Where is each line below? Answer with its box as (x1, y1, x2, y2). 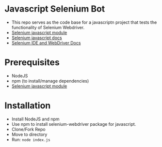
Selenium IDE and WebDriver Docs (11, 40, 81, 45)
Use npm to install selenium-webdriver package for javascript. (11, 121, 136, 127)
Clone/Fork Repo (11, 126, 46, 132)
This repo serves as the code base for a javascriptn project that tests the (11, 19, 157, 25)
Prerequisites (4, 57, 60, 68)
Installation (4, 100, 51, 111)
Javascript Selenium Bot (4, 3, 105, 15)
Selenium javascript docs (11, 35, 62, 41)
